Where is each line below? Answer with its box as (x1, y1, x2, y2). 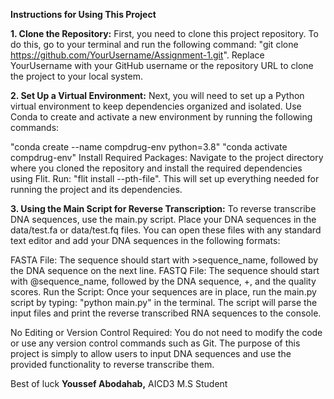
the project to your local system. (10, 70, 143, 82)
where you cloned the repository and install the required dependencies (10, 162, 303, 174)
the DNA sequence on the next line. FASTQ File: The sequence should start (10, 265, 320, 276)
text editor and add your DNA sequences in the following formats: (10, 235, 281, 246)
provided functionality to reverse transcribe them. (10, 359, 215, 370)
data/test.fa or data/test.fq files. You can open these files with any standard (10, 224, 322, 236)
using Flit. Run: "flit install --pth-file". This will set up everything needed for (10, 173, 320, 184)
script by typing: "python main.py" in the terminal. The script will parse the (10, 297, 318, 308)
